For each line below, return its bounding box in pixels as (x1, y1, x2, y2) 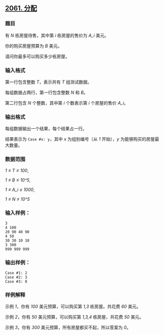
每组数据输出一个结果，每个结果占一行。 (5, 126, 87, 132)
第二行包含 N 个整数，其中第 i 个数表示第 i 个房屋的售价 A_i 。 (5, 100, 129, 106)
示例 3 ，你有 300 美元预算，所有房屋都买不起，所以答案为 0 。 (5, 325, 131, 331)
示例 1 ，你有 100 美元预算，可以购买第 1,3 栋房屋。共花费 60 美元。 (5, 303, 141, 309)
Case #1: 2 (5, 270, 27, 276)
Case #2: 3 (5, 275, 27, 280)
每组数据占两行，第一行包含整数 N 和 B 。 (5, 89, 88, 95)
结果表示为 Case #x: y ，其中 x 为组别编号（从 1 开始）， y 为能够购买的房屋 (5, 136, 155, 142)
